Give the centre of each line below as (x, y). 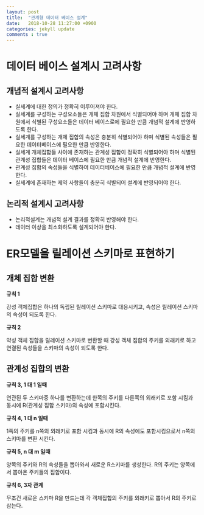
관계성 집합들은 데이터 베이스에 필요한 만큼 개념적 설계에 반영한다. (93, 160)
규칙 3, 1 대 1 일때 (27, 384)
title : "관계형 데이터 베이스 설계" (47, 18)
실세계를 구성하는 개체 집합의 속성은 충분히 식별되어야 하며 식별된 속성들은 (103, 137)
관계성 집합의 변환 (38, 369)
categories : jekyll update (40, 29)
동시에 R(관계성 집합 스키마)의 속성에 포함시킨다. (64, 405)
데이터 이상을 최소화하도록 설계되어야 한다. (66, 227)
